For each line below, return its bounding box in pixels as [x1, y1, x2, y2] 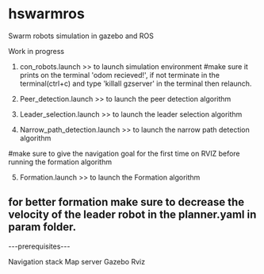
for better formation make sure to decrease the [8, 195, 245, 209]
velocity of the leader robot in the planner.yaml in [8, 208, 257, 222]
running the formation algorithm [8, 156, 113, 167]
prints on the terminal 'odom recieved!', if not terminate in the [19, 70, 220, 79]
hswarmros [8, 5, 85, 23]
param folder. [8, 220, 77, 234]
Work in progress [8, 46, 65, 56]
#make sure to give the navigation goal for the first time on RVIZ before [8, 149, 240, 158]
